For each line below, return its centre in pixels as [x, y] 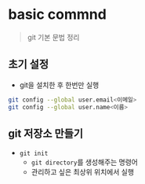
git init [34, 154]
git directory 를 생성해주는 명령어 [85, 162]
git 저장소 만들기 [46, 133]
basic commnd [58, 15]
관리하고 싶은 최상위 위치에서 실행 [83, 172]
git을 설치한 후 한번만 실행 [59, 85]
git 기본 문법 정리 [53, 37]
